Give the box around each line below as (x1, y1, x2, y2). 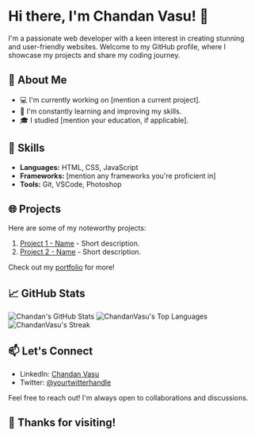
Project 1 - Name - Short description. (19, 238, 140, 249)
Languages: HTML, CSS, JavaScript (19, 162, 139, 172)
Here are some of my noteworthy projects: (8, 223, 147, 233)
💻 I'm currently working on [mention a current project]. (19, 95, 201, 104)
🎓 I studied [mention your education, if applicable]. (19, 115, 189, 125)
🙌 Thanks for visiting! (8, 416, 116, 430)
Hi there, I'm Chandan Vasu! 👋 (8, 7, 209, 25)
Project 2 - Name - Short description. (19, 247, 142, 257)
